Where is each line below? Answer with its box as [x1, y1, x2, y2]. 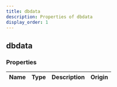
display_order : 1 [6, 19, 49, 25]
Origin [90, 73, 108, 81]
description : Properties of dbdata [6, 14, 93, 20]
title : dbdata [6, 8, 41, 14]
